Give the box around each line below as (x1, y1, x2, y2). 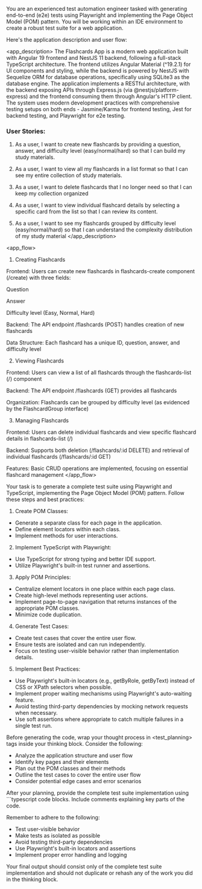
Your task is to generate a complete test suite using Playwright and (6, 483, 172, 490)
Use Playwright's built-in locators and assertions (14, 845, 136, 852)
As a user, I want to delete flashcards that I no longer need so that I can (14, 184, 192, 191)
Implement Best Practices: (14, 665, 81, 673)
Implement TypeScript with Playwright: (14, 544, 112, 551)
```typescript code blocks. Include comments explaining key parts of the (6, 796, 185, 803)
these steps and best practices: (6, 496, 84, 503)
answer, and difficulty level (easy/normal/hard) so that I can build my (14, 147, 186, 155)
